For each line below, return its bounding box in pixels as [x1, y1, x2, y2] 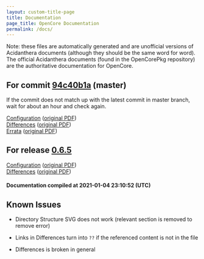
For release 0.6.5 [6, 145, 72, 156]
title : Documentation [6, 15, 62, 21]
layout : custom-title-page [6, 9, 75, 15]
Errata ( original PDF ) [6, 128, 58, 135]
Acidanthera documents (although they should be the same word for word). [6, 49, 196, 57]
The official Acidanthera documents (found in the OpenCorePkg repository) [6, 56, 195, 63]
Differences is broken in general [15, 246, 96, 254]
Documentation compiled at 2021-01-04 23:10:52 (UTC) [6, 181, 151, 189]
